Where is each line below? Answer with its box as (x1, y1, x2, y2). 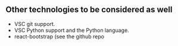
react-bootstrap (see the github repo (14, 32, 105, 40)
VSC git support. (14, 20, 55, 27)
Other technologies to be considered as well (5, 5, 173, 15)
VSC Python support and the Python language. (14, 27, 129, 34)
